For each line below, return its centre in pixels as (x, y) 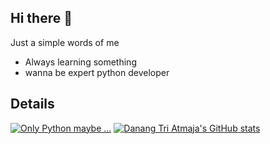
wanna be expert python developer (97, 72)
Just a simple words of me (65, 42)
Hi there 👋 (41, 18)
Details (32, 104)
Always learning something (80, 62)
